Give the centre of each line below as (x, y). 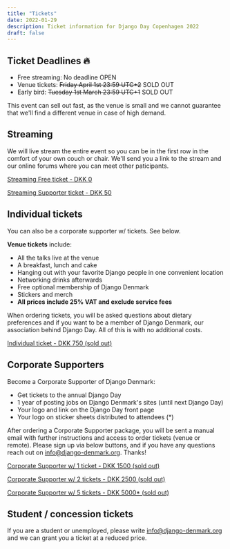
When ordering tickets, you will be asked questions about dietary (99, 315)
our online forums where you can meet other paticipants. (88, 166)
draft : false (26, 33)
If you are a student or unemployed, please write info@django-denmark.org (115, 531)
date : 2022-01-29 (32, 20)
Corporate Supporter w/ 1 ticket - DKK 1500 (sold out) (84, 465)
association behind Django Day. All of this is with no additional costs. (105, 329)
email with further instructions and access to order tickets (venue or (104, 437)
